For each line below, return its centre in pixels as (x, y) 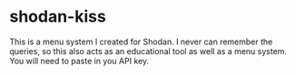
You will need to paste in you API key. (79, 61)
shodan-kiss (58, 17)
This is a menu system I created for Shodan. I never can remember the (141, 42)
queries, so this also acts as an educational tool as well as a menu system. (148, 51)
